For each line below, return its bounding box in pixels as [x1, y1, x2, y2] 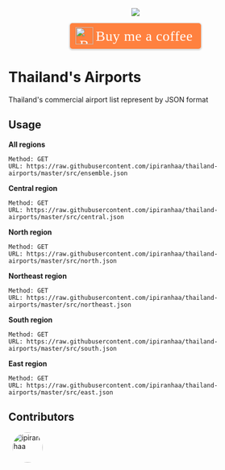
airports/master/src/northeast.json [8, 301, 131, 309]
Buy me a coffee [95, 28, 194, 44]
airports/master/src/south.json [8, 344, 117, 352]
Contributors [8, 410, 75, 424]
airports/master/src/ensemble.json [8, 169, 128, 177]
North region [8, 227, 52, 237]
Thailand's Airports [8, 69, 142, 86]
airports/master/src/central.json [8, 213, 125, 221]
